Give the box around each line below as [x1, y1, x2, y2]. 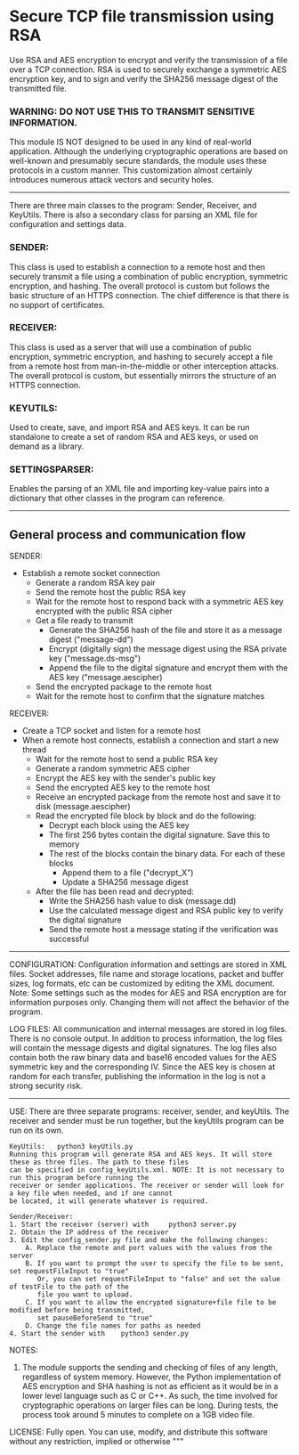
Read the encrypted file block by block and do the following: [35, 810, 256, 821]
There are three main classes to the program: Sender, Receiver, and [9, 200, 257, 211]
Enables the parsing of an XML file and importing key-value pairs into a [9, 484, 270, 494]
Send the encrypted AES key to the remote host [35, 782, 211, 793]
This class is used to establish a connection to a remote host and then [9, 261, 265, 272]
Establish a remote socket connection [21, 568, 160, 579]
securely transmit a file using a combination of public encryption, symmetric [9, 271, 288, 281]
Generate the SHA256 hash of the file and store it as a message [48, 625, 283, 636]
